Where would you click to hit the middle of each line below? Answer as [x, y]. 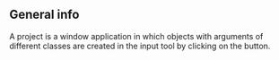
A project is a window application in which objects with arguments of [136, 36]
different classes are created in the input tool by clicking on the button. [140, 46]
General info [44, 15]
